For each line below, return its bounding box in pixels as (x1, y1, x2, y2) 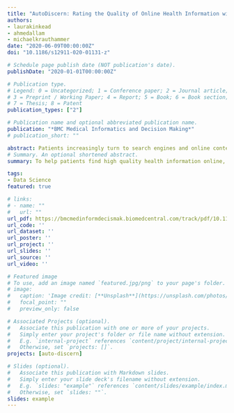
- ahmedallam (7, 29, 45, 37)
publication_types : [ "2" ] (7, 107, 82, 114)
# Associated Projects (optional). (7, 318, 111, 325)
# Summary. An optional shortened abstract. (7, 151, 139, 158)
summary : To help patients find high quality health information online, (7, 157, 226, 164)
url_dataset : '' (7, 228, 54, 235)
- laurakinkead (7, 23, 52, 30)
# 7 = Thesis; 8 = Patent (7, 100, 82, 107)
